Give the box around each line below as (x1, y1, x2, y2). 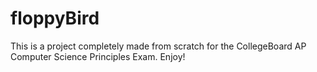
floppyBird (10, 7, 100, 30)
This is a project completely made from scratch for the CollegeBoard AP (10, 40, 307, 52)
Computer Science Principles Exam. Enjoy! (10, 50, 186, 62)
